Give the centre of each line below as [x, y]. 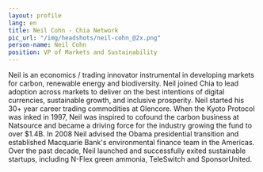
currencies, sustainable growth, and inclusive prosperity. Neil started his [126, 100]
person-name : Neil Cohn [48, 45]
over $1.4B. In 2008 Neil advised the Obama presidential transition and [124, 134]
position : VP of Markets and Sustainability [83, 52]
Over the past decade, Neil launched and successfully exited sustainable [127, 151]
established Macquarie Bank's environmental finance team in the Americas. [131, 142]
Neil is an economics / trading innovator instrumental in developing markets [131, 75]
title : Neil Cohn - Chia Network [63, 30]
